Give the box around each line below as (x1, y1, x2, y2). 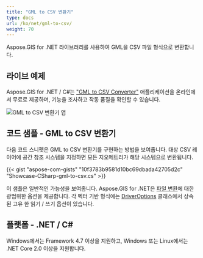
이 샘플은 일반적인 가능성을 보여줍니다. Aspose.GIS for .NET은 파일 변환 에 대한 (6, 185, 194, 192)
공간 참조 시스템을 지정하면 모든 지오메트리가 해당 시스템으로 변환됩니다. (22, 153, 194, 161)
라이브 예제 (6, 71, 46, 81)
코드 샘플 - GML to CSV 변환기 (6, 128, 116, 139)
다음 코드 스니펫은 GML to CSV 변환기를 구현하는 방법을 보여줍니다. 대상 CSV (6, 146, 191, 153)
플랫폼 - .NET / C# (6, 219, 73, 230)
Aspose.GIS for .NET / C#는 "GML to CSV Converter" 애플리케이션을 (6, 88, 175, 95)
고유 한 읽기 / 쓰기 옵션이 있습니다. (12, 200, 94, 207)
